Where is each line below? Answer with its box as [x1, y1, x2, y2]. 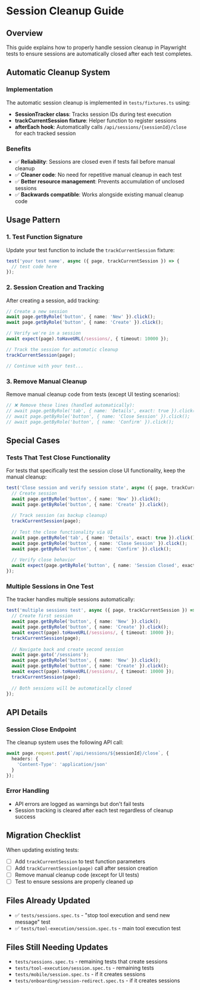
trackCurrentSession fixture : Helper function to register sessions [14, 117, 177, 124]
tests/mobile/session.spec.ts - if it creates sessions [14, 971, 146, 978]
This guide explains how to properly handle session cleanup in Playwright [6, 44, 186, 51]
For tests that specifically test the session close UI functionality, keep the [6, 467, 186, 474]
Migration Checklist [6, 830, 81, 841]
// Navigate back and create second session [11, 646, 124, 652]
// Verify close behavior [11, 557, 76, 563]
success [14, 813, 36, 820]
